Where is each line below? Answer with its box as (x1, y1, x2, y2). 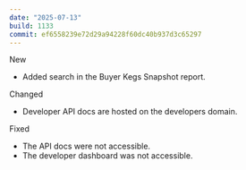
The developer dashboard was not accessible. (21, 150, 193, 161)
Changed (9, 89, 43, 99)
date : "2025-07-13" (9, 13, 82, 22)
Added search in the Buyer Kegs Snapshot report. (21, 72, 206, 82)
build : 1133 (9, 21, 54, 30)
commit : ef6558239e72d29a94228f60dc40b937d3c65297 (9, 30, 202, 38)
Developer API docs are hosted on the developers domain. (21, 106, 238, 117)
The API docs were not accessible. (21, 140, 150, 152)
